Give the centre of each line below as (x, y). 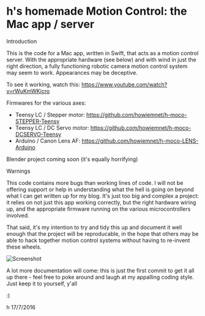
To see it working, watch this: (43, 85)
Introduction (22, 41)
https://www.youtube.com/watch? (125, 85)
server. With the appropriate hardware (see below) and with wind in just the (102, 59)
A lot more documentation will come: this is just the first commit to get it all (100, 270)
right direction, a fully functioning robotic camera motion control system (97, 66)
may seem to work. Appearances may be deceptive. (72, 72)
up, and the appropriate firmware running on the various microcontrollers (99, 209)
